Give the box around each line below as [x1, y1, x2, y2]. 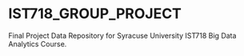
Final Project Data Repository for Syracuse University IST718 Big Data [8, 31, 237, 40]
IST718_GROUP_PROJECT [8, 5, 182, 23]
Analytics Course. [8, 39, 67, 48]
